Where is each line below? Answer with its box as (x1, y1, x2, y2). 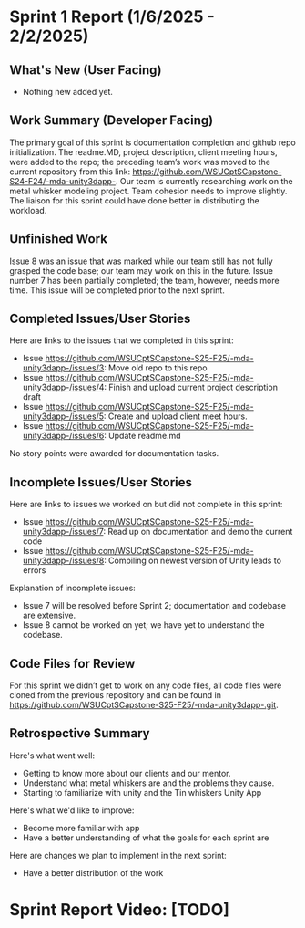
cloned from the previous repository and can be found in (9, 690, 221, 701)
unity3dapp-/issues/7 (22, 527, 104, 537)
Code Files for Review (9, 655, 136, 672)
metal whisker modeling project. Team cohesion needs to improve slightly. (9, 185, 288, 196)
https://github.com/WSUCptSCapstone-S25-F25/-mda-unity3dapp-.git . (9, 700, 280, 711)
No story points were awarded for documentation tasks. (9, 448, 219, 459)
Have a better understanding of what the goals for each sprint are (22, 832, 269, 843)
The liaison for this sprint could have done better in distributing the (9, 194, 259, 206)
